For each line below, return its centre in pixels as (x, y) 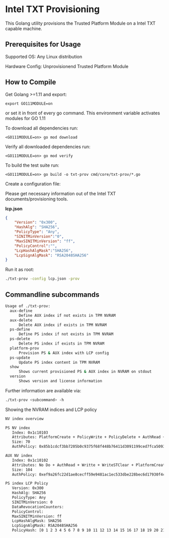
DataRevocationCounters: (38, 507)
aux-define (21, 311)
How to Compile (31, 82)
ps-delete (20, 339)
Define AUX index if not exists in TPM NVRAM (67, 315)
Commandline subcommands (52, 294)
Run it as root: (20, 270)
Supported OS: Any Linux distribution (44, 56)
